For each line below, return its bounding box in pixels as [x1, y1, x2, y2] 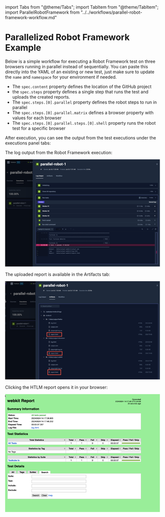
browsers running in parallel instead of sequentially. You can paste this [5, 63, 148, 69]
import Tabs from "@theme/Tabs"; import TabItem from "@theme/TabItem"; [5, 4, 159, 10]
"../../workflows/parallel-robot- [81, 9, 142, 15]
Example [5, 42, 41, 54]
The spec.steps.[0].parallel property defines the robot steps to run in [12, 99, 157, 105]
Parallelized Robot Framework [5, 32, 130, 43]
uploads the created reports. [12, 94, 70, 100]
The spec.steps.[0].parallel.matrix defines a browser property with [12, 109, 154, 115]
